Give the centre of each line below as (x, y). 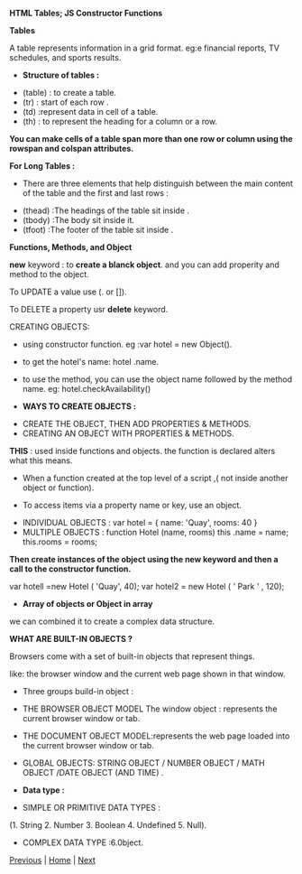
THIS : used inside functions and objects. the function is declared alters (142, 451)
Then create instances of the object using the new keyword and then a (144, 559)
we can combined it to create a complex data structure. (112, 621)
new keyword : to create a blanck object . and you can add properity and (144, 265)
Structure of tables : (61, 75)
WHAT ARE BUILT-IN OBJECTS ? (71, 639)
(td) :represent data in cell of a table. (90, 112)
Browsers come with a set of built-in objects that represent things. (132, 656)
